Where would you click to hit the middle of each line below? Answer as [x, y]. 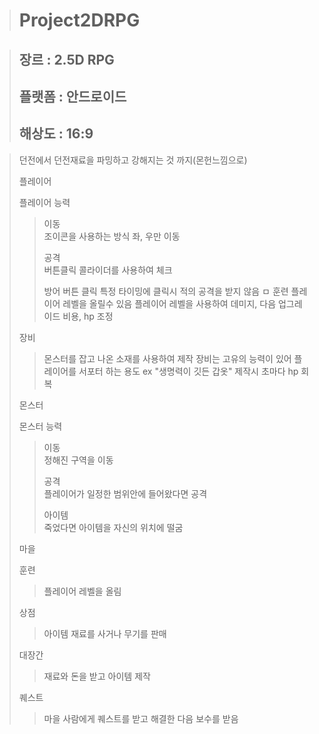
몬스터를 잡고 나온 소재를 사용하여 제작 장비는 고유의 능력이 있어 [167, 358]
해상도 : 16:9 [56, 134]
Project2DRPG [79, 20]
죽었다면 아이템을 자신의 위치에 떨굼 [113, 527]
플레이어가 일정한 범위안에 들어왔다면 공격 [125, 493]
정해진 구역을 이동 [78, 460]
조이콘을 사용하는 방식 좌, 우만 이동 [112, 236]
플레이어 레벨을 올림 [82, 591]
